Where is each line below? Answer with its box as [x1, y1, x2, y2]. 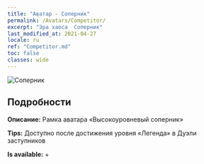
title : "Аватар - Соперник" [7, 10, 91, 18]
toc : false [7, 50, 40, 57]
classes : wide [7, 57, 50, 64]
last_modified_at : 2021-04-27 [7, 30, 97, 37]
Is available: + [7, 150, 50, 158]
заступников [7, 136, 46, 145]
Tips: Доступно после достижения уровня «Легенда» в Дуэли [7, 129, 197, 137]
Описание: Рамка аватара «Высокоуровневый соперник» [7, 115, 184, 124]
